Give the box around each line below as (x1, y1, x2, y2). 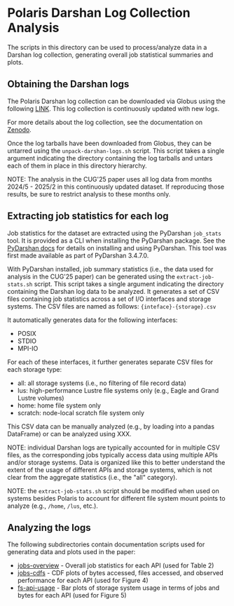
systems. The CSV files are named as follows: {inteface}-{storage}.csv (7, 302, 216, 310)
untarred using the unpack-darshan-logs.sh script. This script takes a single (7, 146, 225, 155)
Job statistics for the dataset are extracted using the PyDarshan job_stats (7, 229, 222, 237)
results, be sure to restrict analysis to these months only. (7, 189, 171, 198)
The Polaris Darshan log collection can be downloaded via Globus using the (7, 97, 226, 105)
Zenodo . (7, 125, 32, 134)
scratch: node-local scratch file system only (17, 408, 145, 417)
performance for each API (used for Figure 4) (17, 577, 149, 585)
